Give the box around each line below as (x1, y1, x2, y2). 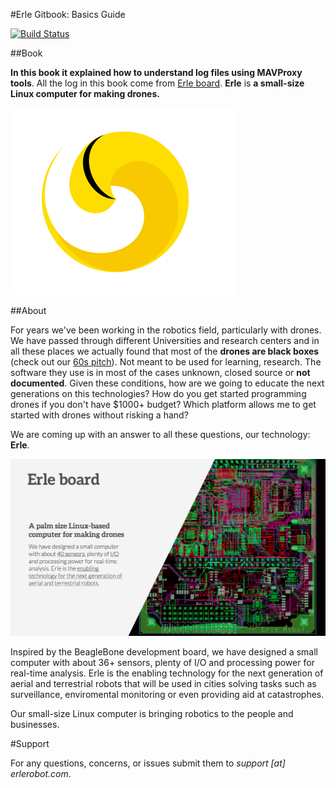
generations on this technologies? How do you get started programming (10, 388, 307, 399)
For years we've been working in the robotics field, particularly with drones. (10, 324, 322, 336)
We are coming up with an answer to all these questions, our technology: (10, 429, 311, 440)
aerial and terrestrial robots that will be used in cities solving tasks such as (10, 678, 317, 689)
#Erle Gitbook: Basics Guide (10, 9, 126, 20)
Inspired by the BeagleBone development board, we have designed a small (10, 646, 318, 658)
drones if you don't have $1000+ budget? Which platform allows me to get (10, 399, 317, 410)
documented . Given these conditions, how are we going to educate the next (10, 377, 325, 389)
